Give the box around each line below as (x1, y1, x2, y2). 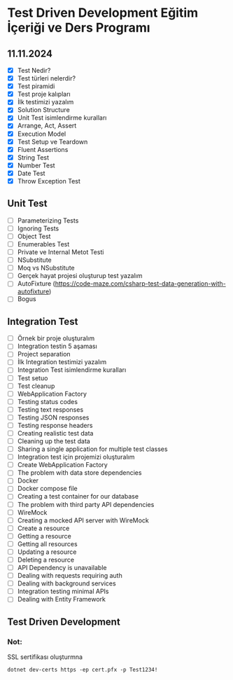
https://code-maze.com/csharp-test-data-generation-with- (55, 279, 226, 288)
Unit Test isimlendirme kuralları (17, 113, 107, 122)
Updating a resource (17, 548, 77, 556)
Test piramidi (17, 82, 55, 90)
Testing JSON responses (17, 413, 90, 422)
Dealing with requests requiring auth (17, 571, 122, 580)
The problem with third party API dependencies (17, 500, 155, 508)
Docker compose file (17, 485, 78, 493)
